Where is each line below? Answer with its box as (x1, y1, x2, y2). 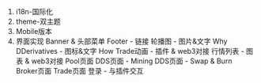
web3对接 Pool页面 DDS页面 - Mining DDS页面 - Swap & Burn (31, 56, 233, 66)
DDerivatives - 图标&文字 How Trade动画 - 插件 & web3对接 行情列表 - (15, 47, 245, 55)
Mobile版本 (15, 27, 53, 36)
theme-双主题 (15, 17, 61, 26)
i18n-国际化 (15, 7, 54, 16)
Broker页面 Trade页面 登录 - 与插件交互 (15, 66, 144, 75)
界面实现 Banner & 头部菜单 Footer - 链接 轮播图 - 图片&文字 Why (15, 36, 228, 46)
